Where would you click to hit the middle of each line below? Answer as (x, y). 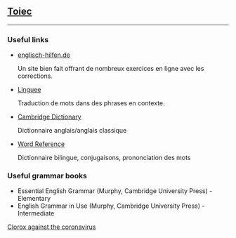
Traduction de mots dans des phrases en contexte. (91, 103)
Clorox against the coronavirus (52, 227)
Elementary (34, 199)
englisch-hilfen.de (44, 55)
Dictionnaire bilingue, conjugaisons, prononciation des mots (104, 158)
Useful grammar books (47, 176)
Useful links (28, 39)
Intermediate (36, 213)
